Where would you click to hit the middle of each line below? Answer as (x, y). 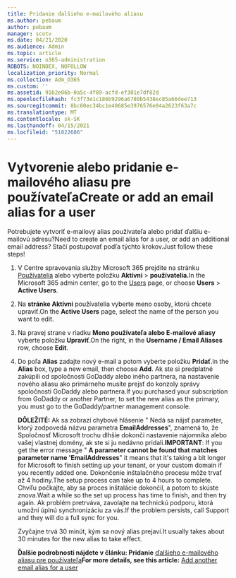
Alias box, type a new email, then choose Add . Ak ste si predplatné (115, 369)
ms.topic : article (34, 54)
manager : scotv (30, 34)
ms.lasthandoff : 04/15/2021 (49, 125)
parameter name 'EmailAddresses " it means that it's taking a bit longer (122, 458)
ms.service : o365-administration (56, 60)
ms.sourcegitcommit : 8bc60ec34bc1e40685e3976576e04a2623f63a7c (102, 106)
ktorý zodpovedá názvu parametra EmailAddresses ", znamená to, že (118, 427)
